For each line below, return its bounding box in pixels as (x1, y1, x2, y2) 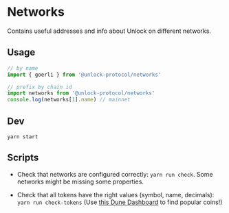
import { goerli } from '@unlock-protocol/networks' (7, 71, 162, 78)
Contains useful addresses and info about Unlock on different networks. (7, 27, 212, 35)
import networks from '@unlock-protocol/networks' (7, 90, 155, 97)
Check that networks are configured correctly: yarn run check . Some (17, 170, 213, 178)
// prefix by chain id (7, 84, 72, 90)
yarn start (7, 133, 39, 140)
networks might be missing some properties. (17, 177, 144, 186)
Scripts (7, 152, 39, 164)
